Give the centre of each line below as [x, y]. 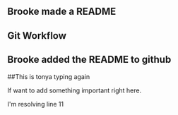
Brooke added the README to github [89, 60]
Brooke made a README [62, 12]
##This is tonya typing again [49, 76]
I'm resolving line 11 [36, 104]
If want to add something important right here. [75, 90]
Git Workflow [37, 36]
